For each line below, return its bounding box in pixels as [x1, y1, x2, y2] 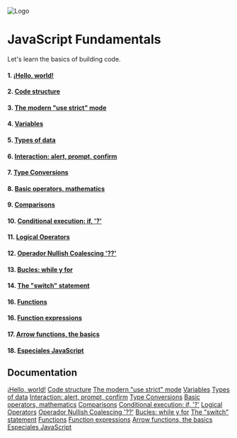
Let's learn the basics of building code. [7, 54, 122, 63]
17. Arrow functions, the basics [7, 330, 100, 339]
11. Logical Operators [7, 233, 71, 241]
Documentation [7, 367, 78, 379]
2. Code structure [7, 87, 60, 96]
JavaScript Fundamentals [7, 32, 161, 47]
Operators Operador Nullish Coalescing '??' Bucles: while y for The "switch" [7, 408, 229, 417]
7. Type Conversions [7, 168, 69, 177]
